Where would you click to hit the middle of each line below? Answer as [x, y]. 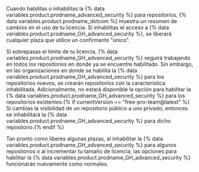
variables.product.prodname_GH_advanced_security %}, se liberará [89, 34]
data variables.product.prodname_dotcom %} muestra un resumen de [91, 21]
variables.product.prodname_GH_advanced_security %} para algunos [91, 145]
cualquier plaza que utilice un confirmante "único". [68, 40]
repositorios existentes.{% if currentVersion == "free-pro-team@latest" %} [98, 102]
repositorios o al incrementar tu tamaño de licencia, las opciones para [91, 151]
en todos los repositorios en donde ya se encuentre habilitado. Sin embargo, [100, 64]
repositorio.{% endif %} [35, 127]
